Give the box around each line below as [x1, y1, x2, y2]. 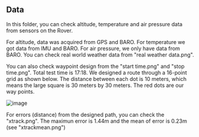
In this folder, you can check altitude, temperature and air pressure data [6, 20, 183, 27]
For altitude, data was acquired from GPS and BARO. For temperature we [6, 38, 185, 45]
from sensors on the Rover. [6, 27, 73, 34]
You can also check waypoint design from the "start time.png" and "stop [6, 63, 185, 70]
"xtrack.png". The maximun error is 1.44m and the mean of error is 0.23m [6, 117, 187, 124]
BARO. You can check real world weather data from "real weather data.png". [6, 51, 194, 58]
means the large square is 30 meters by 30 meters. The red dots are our [6, 82, 184, 89]
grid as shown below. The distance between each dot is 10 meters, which [6, 75, 187, 82]
